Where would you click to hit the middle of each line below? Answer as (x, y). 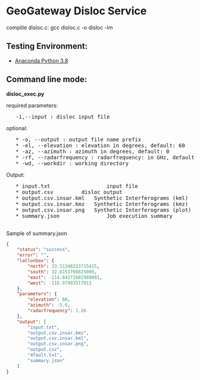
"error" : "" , (33, 255)
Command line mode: (47, 80)
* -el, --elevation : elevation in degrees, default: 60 (101, 145)
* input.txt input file (77, 186)
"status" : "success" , (43, 250)
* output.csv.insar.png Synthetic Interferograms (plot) (104, 210)
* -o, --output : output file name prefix (79, 139)
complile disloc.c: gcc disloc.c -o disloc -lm (60, 27)
